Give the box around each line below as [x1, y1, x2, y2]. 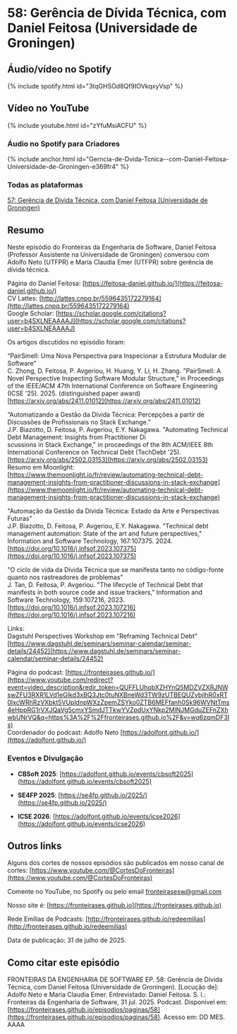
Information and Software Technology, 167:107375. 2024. [7, 537, 173, 545]
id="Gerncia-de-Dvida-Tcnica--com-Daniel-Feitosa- [76, 155, 229, 163]
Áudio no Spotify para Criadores [7, 139, 120, 149]
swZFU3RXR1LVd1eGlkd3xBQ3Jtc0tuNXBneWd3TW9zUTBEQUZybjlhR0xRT [7, 691, 228, 699]
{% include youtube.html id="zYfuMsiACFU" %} [7, 121, 147, 129]
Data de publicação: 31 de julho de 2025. [7, 936, 126, 945]
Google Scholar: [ [7, 309, 59, 318]
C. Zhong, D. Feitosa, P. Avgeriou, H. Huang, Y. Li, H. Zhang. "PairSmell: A [7, 366, 221, 376]
